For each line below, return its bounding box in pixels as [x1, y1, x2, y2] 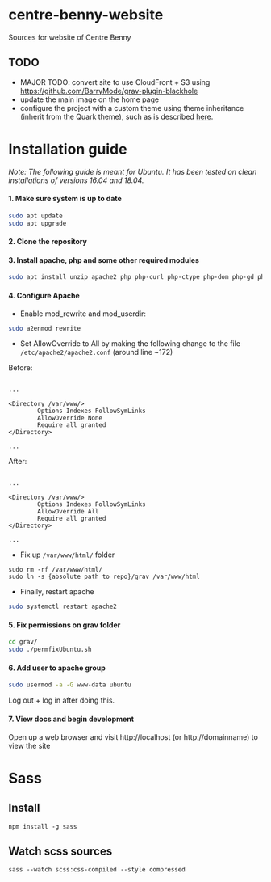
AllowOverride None [37, 414, 103, 422]
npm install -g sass [8, 822, 78, 830]
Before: [8, 363, 33, 373]
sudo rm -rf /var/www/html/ [8, 566, 103, 574]
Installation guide [8, 140, 127, 158]
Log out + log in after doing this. [8, 695, 115, 705]
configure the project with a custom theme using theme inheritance [19, 103, 244, 112]
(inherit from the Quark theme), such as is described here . [19, 112, 214, 121]
